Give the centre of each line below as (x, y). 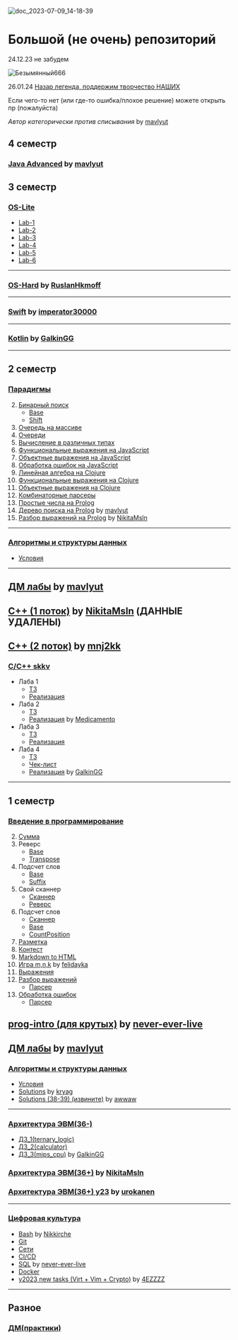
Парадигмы (30, 390)
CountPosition (49, 934)
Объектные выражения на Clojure (69, 487)
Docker (29, 1271)
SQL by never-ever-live (52, 1264)
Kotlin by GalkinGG (41, 339)
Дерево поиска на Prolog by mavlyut (73, 510)
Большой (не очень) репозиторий (112, 40)
